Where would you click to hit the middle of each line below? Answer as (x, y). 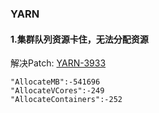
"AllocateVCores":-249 (57, 91)
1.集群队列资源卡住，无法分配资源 (79, 39)
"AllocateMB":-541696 (55, 82)
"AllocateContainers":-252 (66, 100)
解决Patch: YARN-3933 (58, 63)
